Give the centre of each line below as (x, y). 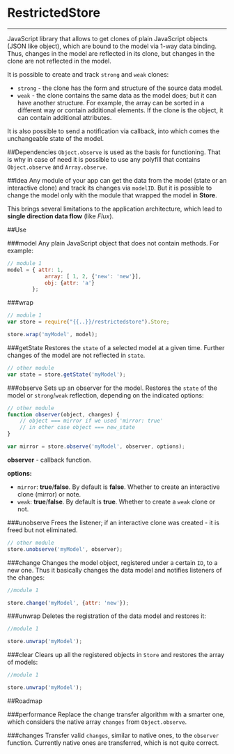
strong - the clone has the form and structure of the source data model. (120, 88)
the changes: (26, 578)
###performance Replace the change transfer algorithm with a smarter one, (116, 714)
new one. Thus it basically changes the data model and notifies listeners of (115, 570)
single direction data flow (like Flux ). (61, 216)
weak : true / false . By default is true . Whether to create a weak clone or (116, 502)
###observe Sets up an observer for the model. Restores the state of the (112, 388)
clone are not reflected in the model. (59, 61)
